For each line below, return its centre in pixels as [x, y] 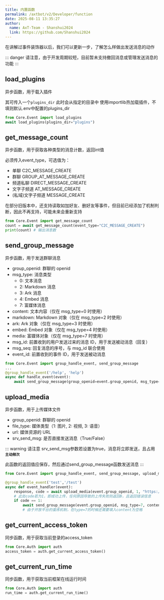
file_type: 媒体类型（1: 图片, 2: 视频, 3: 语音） [57, 426]
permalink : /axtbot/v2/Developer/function [49, 14]
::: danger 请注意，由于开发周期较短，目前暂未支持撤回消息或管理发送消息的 [82, 57]
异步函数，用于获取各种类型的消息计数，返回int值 [55, 150]
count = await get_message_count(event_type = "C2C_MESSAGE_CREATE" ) [75, 226]
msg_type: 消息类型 [32, 274]
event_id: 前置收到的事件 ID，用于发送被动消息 [59, 354]
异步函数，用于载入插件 [29, 92]
